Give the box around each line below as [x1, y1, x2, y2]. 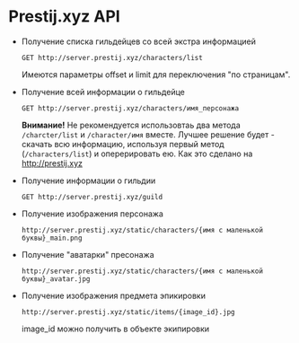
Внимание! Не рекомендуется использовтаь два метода [21, 119, 242, 130]
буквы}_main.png [21, 233, 83, 242]
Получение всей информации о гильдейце [21, 86, 186, 97]
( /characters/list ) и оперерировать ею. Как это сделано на [21, 148, 253, 159]
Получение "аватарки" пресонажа [21, 249, 154, 259]
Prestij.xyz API [8, 6, 120, 27]
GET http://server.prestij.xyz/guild [21, 192, 163, 201]
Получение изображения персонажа [21, 208, 163, 219]
